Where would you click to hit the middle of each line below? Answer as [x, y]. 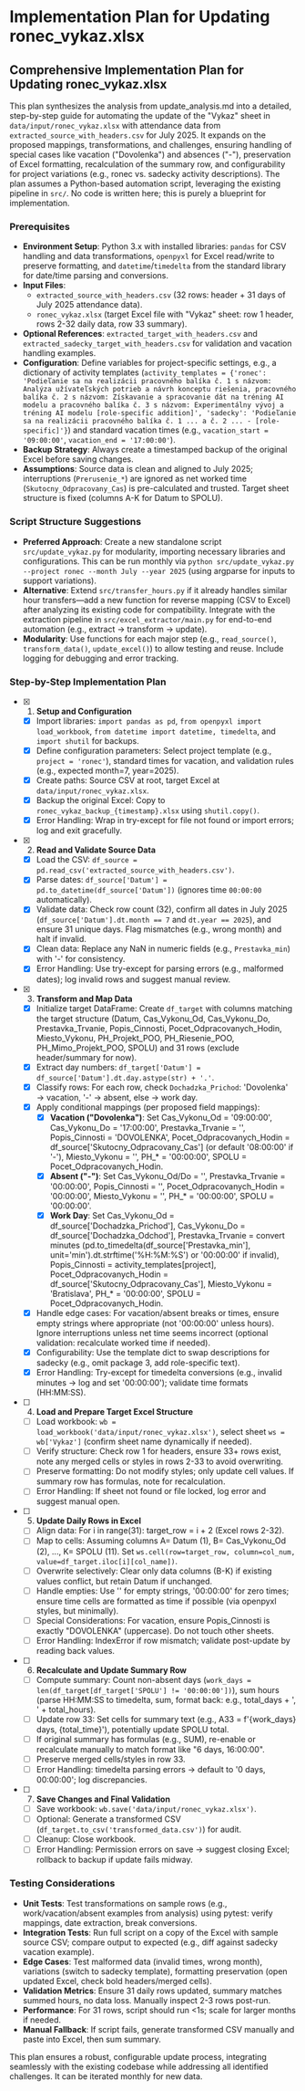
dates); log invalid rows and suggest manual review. [133, 979]
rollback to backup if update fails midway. [114, 1860]
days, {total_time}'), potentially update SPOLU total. [132, 1729]
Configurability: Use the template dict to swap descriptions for [153, 1353]
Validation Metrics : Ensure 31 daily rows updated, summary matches [152, 1991]
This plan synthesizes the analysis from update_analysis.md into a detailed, [151, 106]
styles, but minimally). [77, 1610]
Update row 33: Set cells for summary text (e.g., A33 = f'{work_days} [166, 1719]
